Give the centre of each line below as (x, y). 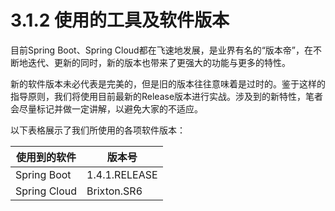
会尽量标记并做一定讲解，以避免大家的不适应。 (106, 108)
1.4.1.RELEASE (122, 174)
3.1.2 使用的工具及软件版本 (120, 20)
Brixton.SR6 (114, 191)
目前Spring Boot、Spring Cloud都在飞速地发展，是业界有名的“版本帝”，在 (162, 50)
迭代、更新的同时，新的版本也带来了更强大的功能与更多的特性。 (159, 62)
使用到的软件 (46, 157)
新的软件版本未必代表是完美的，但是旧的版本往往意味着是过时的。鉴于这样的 (168, 83)
